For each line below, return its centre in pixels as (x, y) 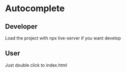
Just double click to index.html (36, 65)
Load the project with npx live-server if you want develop (63, 38)
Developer (21, 27)
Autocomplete (35, 9)
